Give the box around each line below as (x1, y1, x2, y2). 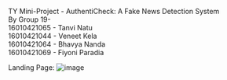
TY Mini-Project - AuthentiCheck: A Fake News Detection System (8, 7, 220, 16)
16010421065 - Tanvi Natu (8, 23, 93, 32)
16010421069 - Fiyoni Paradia (8, 48, 104, 57)
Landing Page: (8, 63, 55, 72)
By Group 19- (8, 15, 51, 24)
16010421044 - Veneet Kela (8, 31, 97, 40)
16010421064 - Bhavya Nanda (8, 40, 106, 49)
